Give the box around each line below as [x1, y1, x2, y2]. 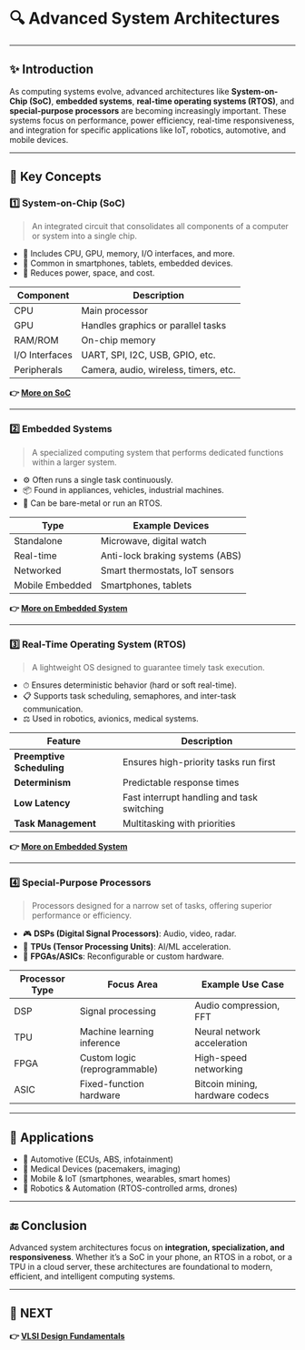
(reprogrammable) [79, 1063, 159, 1075]
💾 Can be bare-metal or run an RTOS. [22, 498, 163, 509]
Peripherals [14, 364, 64, 377]
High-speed [194, 1052, 248, 1064]
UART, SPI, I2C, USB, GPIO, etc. [81, 348, 216, 361]
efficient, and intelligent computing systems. [9, 1271, 175, 1282]
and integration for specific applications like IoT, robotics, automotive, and [9, 125, 286, 136]
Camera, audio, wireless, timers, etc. [81, 364, 236, 377]
